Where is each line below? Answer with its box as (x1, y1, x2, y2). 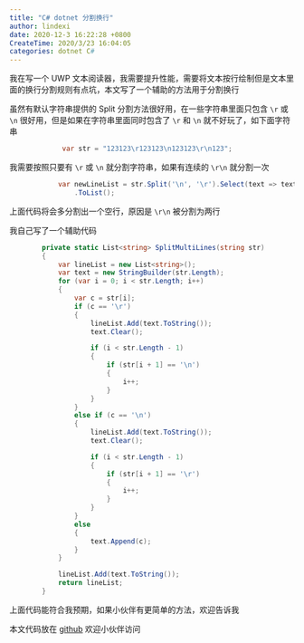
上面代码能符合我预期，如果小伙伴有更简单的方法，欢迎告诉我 (9, 604, 240, 615)
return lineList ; (57, 579, 124, 588)
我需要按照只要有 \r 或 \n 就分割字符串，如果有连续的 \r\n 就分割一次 (9, 162, 270, 172)
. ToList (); (73, 187, 116, 197)
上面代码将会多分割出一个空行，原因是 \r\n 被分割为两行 (9, 206, 221, 216)
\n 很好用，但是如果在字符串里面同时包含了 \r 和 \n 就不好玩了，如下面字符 (9, 115, 291, 126)
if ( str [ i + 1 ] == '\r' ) (106, 469, 201, 478)
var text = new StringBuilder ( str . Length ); (57, 268, 224, 277)
